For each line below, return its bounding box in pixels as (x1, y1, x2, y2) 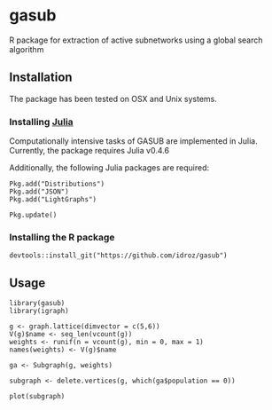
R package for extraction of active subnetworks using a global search (9, 35, 263, 45)
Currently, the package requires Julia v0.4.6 (9, 146, 170, 156)
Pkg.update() (9, 210, 58, 220)
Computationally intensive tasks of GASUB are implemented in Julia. (9, 136, 259, 146)
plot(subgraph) (9, 392, 66, 401)
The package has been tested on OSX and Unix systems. (9, 93, 217, 104)
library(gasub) (9, 299, 66, 308)
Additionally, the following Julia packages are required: (9, 162, 210, 173)
